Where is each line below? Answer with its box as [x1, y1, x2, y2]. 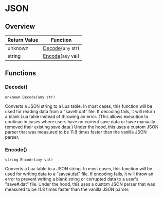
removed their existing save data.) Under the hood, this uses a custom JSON [5, 124, 159, 130]
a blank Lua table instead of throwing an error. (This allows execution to [5, 114, 148, 119]
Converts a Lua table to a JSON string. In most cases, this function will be [5, 165, 153, 171]
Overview [5, 22, 36, 31]
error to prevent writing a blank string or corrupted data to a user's [5, 176, 139, 182]
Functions [5, 69, 36, 78]
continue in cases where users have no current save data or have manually [5, 118, 156, 124]
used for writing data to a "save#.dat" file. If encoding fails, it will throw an [5, 171, 154, 177]
